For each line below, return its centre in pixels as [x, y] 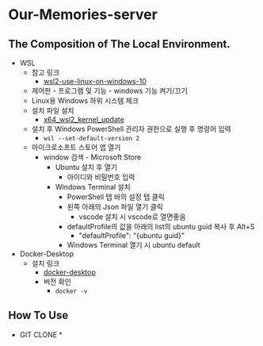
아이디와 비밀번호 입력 [101, 177]
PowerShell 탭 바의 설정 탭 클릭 [116, 197]
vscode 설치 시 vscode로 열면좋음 [132, 217]
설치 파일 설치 [53, 110]
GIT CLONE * [41, 334]
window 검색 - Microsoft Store [92, 157]
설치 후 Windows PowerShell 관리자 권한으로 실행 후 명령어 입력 [131, 129]
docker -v [71, 291]
